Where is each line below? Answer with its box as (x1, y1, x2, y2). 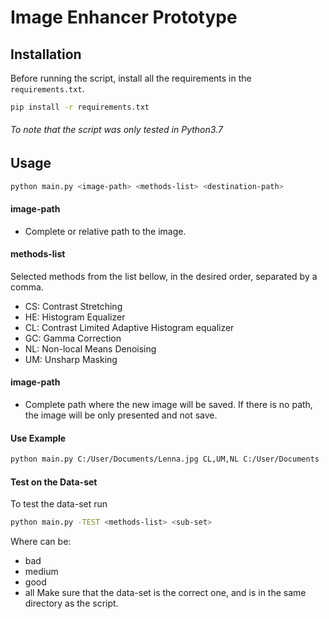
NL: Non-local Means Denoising (24, 342, 157, 355)
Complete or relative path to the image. (24, 225, 187, 237)
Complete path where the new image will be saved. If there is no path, (24, 398, 313, 410)
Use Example (10, 432, 67, 444)
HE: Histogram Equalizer (24, 311, 126, 323)
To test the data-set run (10, 498, 108, 510)
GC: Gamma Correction (24, 332, 122, 344)
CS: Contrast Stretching (24, 300, 123, 312)
